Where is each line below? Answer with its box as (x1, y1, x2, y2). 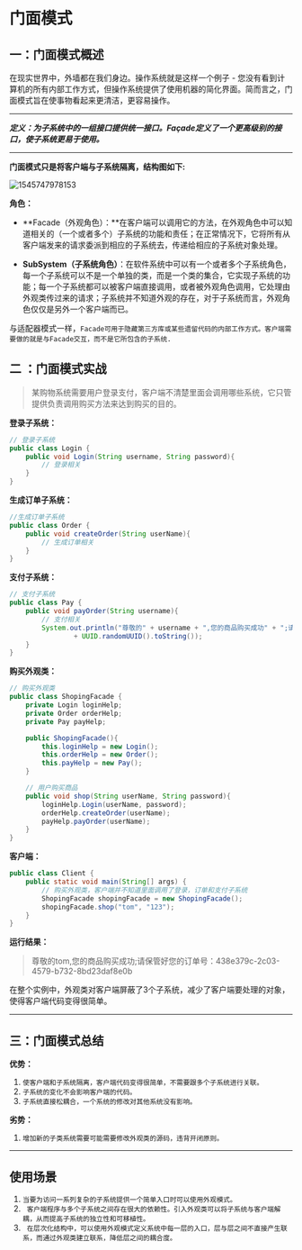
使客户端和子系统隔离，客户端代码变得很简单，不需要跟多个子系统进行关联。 (22, 1078, 263, 1088)
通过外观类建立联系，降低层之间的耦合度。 (42, 1233, 177, 1243)
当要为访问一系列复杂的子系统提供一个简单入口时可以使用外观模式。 (22, 1195, 237, 1204)
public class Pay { (9, 598, 83, 608)
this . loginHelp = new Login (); (41, 742, 159, 751)
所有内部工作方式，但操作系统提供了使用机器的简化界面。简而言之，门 (32, 84, 293, 95)
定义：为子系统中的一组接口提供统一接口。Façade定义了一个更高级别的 (9, 122, 274, 133)
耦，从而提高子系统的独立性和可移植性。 (22, 1214, 150, 1223)
